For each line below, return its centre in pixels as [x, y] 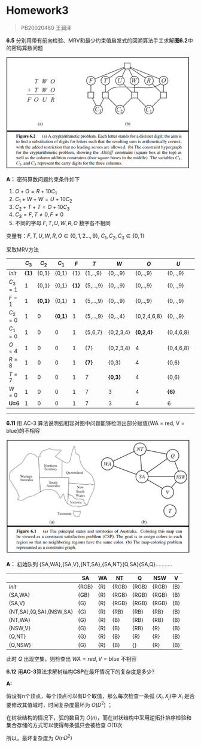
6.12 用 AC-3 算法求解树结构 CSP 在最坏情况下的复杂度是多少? [80, 672]
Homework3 [37, 10]
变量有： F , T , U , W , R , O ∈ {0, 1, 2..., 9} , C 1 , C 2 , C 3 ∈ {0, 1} [75, 236]
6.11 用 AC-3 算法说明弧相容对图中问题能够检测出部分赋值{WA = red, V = [95, 423]
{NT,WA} [19, 620]
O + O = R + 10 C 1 [36, 192]
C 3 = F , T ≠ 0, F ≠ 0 [39, 215]
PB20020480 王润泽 [46, 28]
